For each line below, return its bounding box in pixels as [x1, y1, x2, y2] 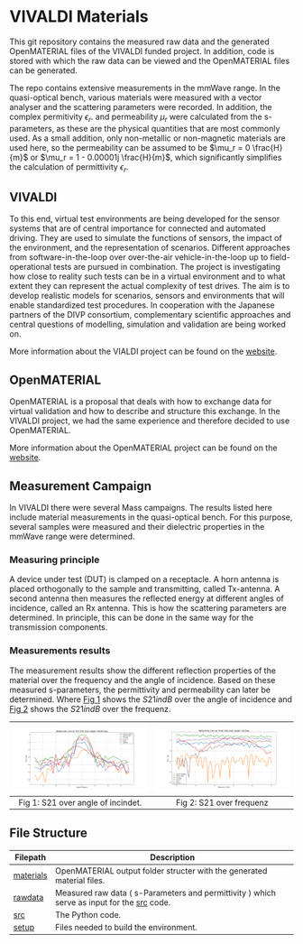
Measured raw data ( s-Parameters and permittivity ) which [55, 887, 277, 898]
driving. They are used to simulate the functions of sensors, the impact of [9, 233, 282, 244]
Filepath [14, 852, 47, 863]
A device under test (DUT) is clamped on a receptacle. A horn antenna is [9, 574, 280, 585]
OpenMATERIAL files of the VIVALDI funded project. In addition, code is [9, 45, 275, 56]
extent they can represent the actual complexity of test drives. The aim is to [9, 281, 290, 292]
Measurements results [9, 644, 111, 657]
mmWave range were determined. [9, 531, 135, 541]
